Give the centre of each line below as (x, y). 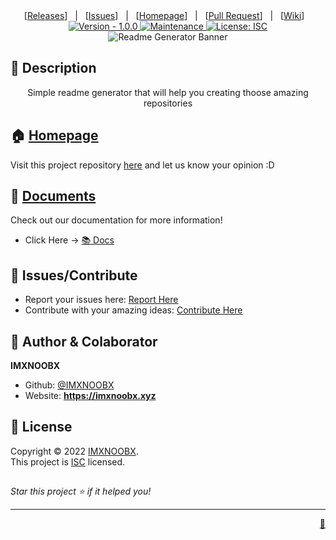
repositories (168, 103)
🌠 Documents (53, 196)
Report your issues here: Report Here (101, 300)
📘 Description (53, 68)
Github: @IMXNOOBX (69, 385)
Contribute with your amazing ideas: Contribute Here (133, 310)
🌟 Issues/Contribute (74, 275)
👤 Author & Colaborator (84, 341)
